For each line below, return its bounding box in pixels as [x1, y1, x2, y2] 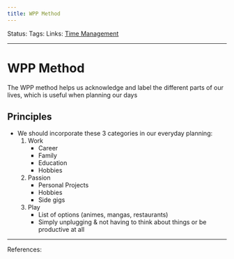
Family [38, 151, 58, 160]
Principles [7, 111, 52, 123]
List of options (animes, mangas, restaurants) [38, 210, 169, 219]
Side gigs [38, 196, 65, 204]
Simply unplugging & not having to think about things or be [38, 218, 207, 226]
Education [38, 159, 68, 167]
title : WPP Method [7, 10, 61, 17]
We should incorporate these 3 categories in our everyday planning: [17, 129, 213, 138]
